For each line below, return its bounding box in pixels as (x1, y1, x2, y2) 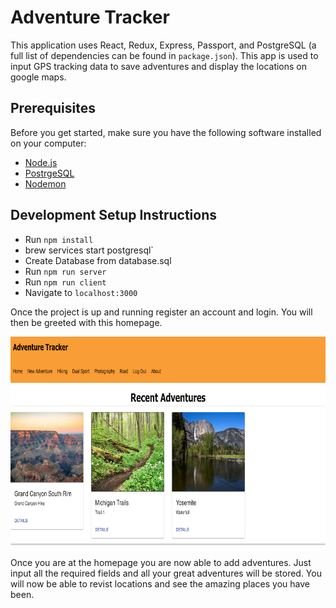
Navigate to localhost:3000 (24, 286, 138, 298)
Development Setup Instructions (10, 207, 217, 224)
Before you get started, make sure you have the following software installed (10, 126, 322, 138)
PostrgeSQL (24, 167, 75, 179)
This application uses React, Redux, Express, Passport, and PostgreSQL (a (10, 39, 317, 51)
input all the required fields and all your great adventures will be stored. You (10, 567, 322, 579)
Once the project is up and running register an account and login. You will (10, 306, 313, 318)
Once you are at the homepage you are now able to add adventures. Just (10, 556, 312, 568)
